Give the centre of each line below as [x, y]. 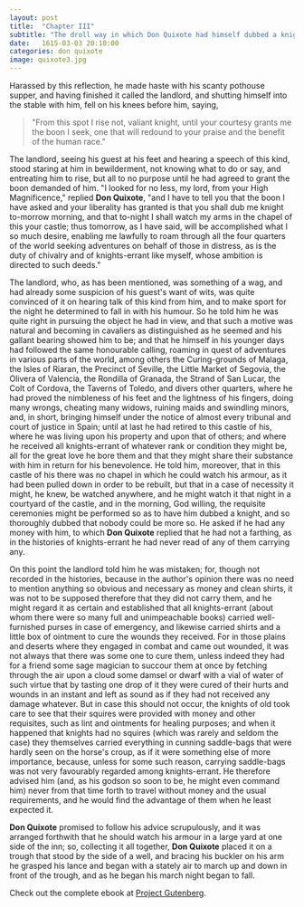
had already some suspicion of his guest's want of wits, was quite [132, 292]
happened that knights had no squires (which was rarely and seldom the [144, 733]
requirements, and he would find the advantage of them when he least [140, 800]
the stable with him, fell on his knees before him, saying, [114, 105]
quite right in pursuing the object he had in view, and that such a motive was [152, 321]
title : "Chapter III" [52, 26]
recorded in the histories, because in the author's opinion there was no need [152, 579]
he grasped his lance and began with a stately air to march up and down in [148, 866]
